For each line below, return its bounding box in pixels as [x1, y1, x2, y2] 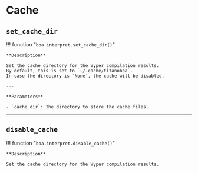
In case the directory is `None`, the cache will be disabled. [6, 73, 165, 79]
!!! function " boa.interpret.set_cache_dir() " [6, 41, 115, 48]
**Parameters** [6, 94, 44, 99]
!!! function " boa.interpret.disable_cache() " [6, 139, 115, 147]
